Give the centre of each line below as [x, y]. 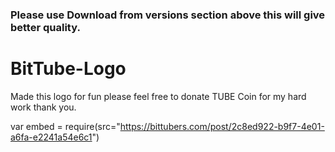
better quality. [45, 27]
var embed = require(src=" [65, 126]
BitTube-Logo [68, 69]
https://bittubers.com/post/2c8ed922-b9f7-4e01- [222, 126]
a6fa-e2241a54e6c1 [51, 137]
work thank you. [43, 107]
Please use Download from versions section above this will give [168, 15]
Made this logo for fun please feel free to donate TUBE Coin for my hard [158, 96]
